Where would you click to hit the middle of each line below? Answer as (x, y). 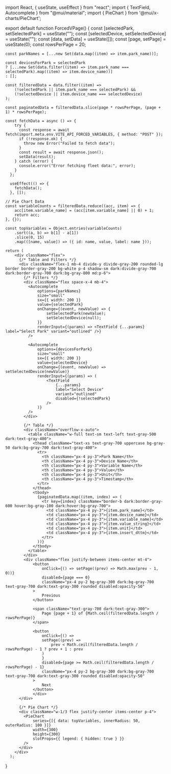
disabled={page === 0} (66, 578)
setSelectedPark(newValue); (76, 314)
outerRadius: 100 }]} (28, 725)
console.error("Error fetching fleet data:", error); (77, 166)
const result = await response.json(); (61, 152)
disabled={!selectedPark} (83, 399)
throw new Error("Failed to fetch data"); (69, 143)
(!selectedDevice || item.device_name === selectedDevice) (79, 94)
